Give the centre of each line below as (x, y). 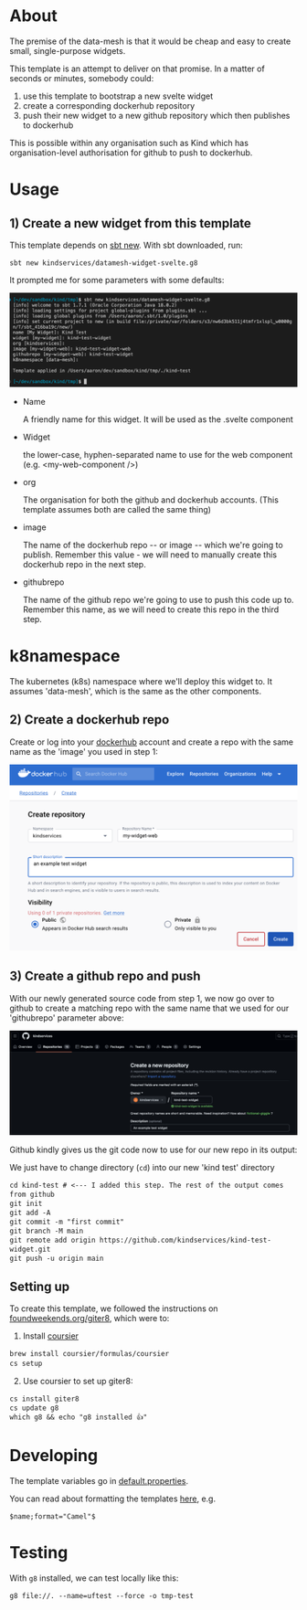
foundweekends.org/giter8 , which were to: (90, 1319)
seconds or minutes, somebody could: (82, 78)
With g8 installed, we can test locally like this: (94, 1578)
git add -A (30, 1213)
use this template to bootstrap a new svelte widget (117, 96)
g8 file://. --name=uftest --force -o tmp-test (102, 1595)
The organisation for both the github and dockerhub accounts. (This (150, 500)
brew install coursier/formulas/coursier (90, 1354)
